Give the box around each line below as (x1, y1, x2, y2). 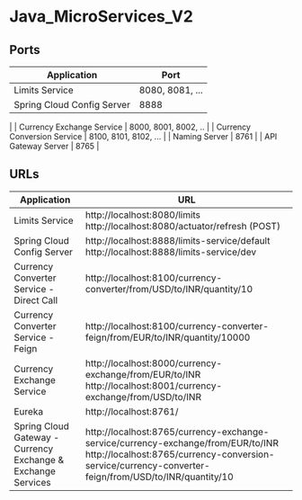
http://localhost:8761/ (84, 405, 179, 417)
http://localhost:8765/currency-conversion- (84, 448, 275, 460)
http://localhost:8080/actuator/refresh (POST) (84, 219, 281, 232)
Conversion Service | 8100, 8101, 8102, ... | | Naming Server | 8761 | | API (9, 131, 278, 141)
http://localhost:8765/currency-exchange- (84, 425, 270, 438)
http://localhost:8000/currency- (84, 357, 223, 370)
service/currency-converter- (84, 459, 210, 471)
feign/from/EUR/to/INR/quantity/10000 (84, 331, 251, 344)
